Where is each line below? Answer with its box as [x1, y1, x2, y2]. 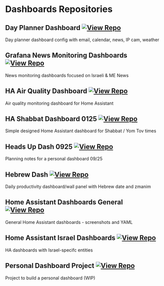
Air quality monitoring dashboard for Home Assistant [5, 100, 113, 106]
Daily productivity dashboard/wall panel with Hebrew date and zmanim [5, 184, 151, 190]
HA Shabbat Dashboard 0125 [5, 115, 97, 123]
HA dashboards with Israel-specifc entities [5, 247, 93, 253]
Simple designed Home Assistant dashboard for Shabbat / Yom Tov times [5, 128, 156, 134]
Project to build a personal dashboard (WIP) [5, 274, 95, 281]
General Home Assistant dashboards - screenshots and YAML [5, 219, 133, 225]
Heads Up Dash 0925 [5, 142, 73, 151]
